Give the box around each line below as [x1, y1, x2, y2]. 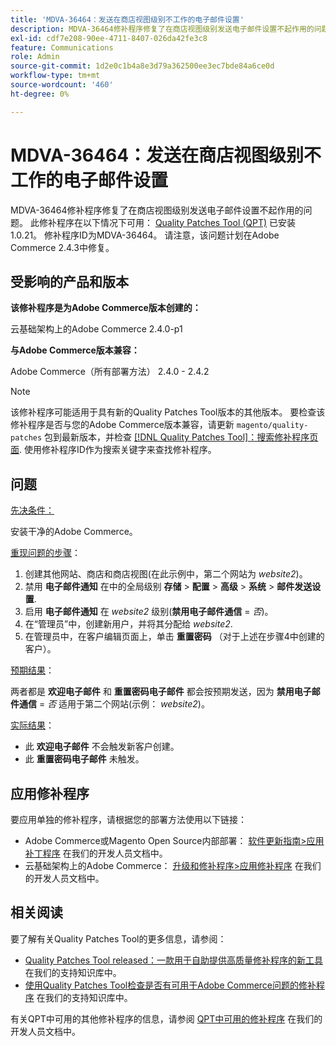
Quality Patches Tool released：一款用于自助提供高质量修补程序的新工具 [24, 954, 324, 966]
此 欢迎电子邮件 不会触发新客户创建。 [24, 741, 180, 753]
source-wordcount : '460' [10, 80, 114, 90]
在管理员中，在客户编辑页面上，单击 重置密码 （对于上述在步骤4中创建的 [24, 631, 325, 643]
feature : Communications [10, 42, 114, 53]
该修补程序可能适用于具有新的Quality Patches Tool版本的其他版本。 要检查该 [10, 406, 326, 418]
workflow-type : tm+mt [10, 71, 101, 81]
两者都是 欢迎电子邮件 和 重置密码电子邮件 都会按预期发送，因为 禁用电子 [10, 686, 312, 698]
